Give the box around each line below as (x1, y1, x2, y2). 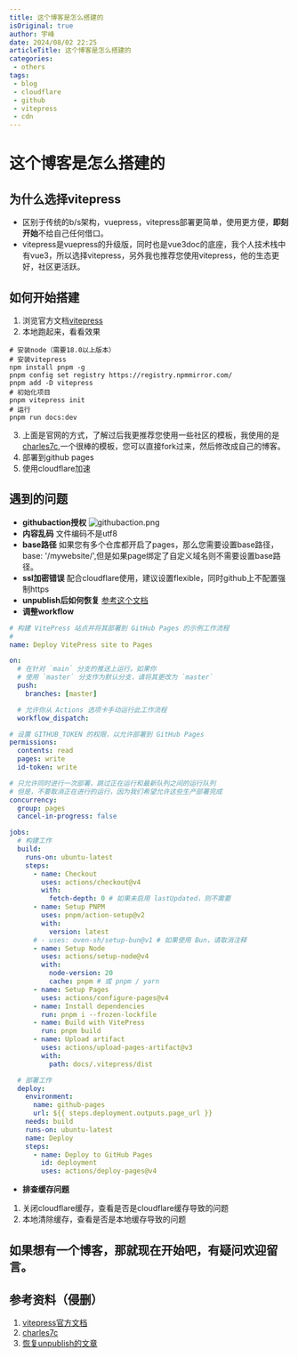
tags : (9, 71, 29, 80)
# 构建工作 (17, 836, 52, 845)
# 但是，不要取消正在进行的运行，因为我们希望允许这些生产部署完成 (9, 787, 222, 796)
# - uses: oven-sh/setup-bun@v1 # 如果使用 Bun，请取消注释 (32, 935, 247, 944)
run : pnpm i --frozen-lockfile (41, 1010, 157, 1019)
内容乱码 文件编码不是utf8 (21, 528, 118, 538)
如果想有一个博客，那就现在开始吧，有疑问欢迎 (9, 1242, 267, 1257)
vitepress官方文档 (21, 1318, 88, 1329)
